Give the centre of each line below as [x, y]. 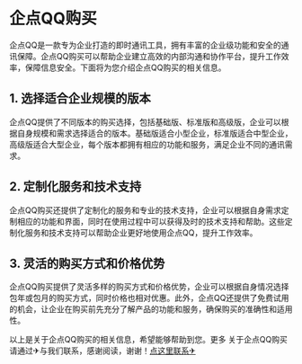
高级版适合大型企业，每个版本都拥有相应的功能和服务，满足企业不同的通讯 [147, 144]
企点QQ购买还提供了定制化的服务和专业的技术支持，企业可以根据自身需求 [145, 210]
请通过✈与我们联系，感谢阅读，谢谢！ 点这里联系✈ [102, 351]
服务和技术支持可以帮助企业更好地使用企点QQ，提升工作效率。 [141, 232]
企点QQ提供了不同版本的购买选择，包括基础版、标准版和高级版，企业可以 [145, 121]
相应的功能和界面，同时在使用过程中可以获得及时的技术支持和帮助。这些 [151, 221]
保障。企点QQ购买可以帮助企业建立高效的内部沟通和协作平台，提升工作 [149, 56]
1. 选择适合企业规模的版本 [80, 98]
